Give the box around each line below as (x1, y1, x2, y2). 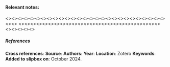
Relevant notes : (5, 4, 39, 10)
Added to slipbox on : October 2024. (5, 56, 82, 62)
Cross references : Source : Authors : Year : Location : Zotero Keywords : (5, 51, 156, 57)
